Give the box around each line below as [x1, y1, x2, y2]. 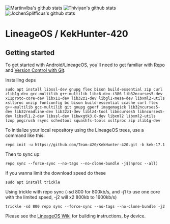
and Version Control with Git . [5, 67, 66, 73]
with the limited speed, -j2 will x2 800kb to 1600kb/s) [5, 194, 117, 200]
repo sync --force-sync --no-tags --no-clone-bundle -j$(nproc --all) [5, 161, 158, 166]
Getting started [5, 48, 55, 57]
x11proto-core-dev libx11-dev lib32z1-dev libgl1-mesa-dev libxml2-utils [5, 96, 165, 101]
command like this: [5, 132, 45, 138]
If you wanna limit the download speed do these [5, 170, 106, 176]
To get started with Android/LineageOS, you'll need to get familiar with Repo [5, 62, 165, 68]
